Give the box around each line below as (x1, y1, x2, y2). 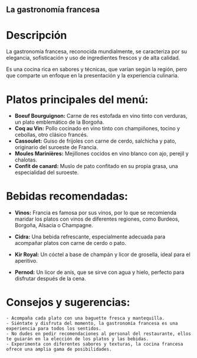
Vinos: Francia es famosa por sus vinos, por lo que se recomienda (14, 209, 177, 217)
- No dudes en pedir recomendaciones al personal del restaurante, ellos (6, 331, 192, 337)
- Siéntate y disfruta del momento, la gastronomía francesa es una (6, 321, 178, 327)
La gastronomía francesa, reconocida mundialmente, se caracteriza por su (6, 48, 188, 55)
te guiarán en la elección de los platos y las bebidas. (6, 336, 149, 342)
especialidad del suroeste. (14, 169, 79, 176)
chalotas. (14, 156, 37, 163)
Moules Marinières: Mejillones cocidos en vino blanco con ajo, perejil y (14, 150, 189, 157)
